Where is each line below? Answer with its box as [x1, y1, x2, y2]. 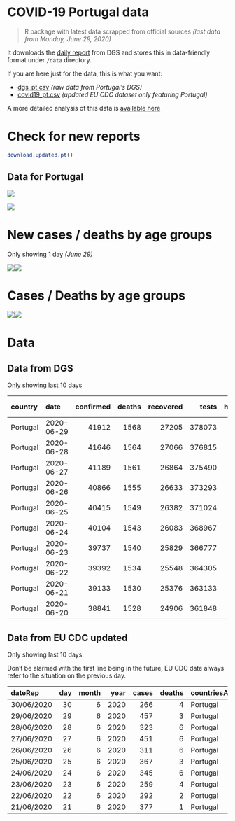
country [10, 402, 38, 412]
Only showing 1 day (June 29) [7, 250, 93, 258]
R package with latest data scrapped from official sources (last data [24, 27, 220, 36]
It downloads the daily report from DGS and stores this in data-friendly [7, 48, 211, 57]
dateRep [10, 688, 40, 698]
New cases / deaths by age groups [7, 227, 213, 242]
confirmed [75, 402, 111, 412]
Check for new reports [7, 129, 141, 144]
